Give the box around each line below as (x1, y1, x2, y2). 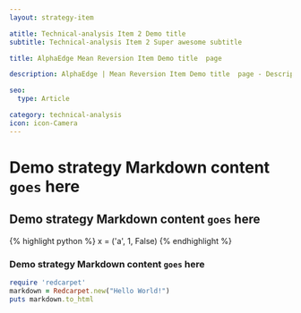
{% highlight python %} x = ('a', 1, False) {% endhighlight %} (9, 235, 233, 246)
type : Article (17, 95, 70, 104)
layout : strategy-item (9, 13, 94, 22)
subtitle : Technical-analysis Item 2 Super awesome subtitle (9, 38, 243, 47)
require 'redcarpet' (9, 278, 87, 287)
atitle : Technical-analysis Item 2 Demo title (9, 29, 186, 38)
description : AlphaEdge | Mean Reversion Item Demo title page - (9, 70, 262, 79)
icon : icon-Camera (9, 118, 78, 128)
